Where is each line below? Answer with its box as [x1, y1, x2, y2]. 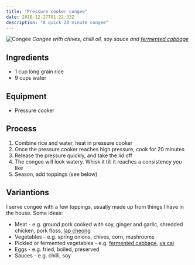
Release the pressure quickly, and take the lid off [14, 152, 133, 159]
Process [6, 124, 37, 134]
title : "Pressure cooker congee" [6, 8, 88, 15]
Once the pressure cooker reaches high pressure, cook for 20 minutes [14, 145, 185, 152]
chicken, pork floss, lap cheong [14, 227, 91, 234]
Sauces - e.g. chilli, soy [14, 252, 71, 259]
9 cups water [14, 74, 47, 81]
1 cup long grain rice [14, 68, 64, 75]
